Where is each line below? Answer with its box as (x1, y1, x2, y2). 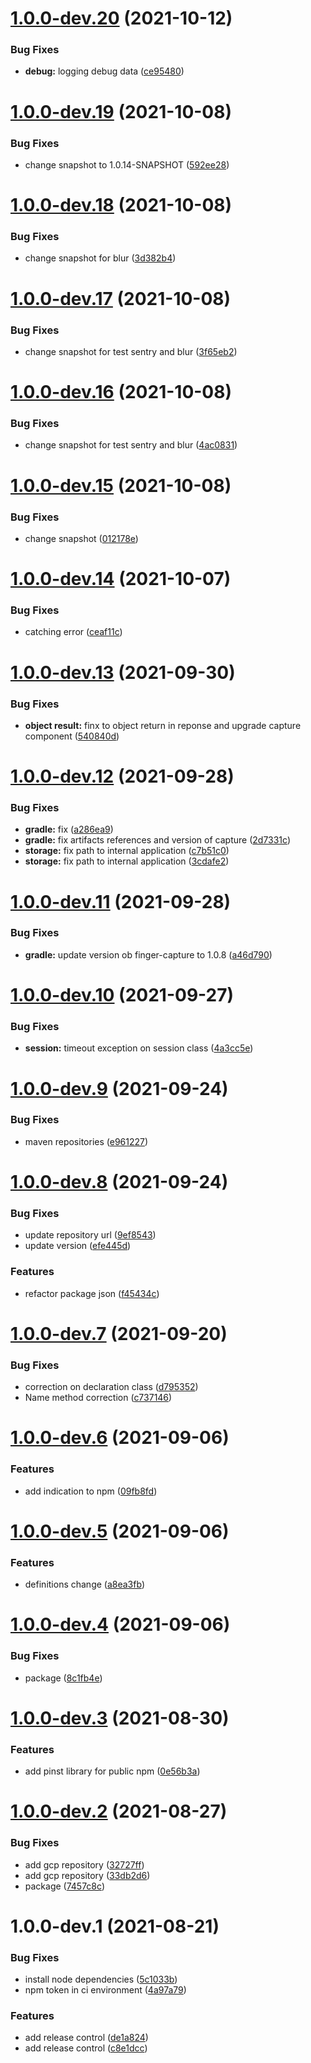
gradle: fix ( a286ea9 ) (24, 823, 114, 836)
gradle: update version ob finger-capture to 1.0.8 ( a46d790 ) (24, 948, 273, 961)
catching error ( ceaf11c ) (24, 626, 123, 638)
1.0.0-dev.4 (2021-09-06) (10, 1613, 231, 1636)
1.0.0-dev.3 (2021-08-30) (10, 1707, 230, 1729)
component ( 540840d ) (24, 730, 120, 742)
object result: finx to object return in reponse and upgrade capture (24, 719, 302, 731)
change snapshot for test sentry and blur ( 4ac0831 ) (24, 439, 238, 451)
